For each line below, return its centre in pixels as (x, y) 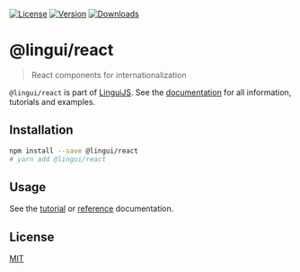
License (32, 237)
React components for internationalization (109, 75)
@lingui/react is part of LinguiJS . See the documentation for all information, (150, 92)
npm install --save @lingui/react (74, 151)
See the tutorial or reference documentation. (92, 209)
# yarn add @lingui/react (57, 159)
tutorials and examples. (53, 101)
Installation (41, 130)
